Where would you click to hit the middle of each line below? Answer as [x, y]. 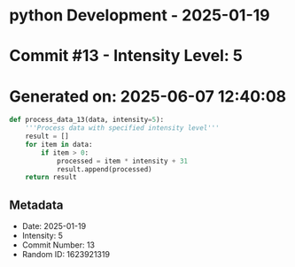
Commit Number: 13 [58, 245]
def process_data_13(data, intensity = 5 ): [87, 120]
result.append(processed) [104, 169]
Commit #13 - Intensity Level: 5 [126, 56]
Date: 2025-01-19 [54, 226]
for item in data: [59, 144]
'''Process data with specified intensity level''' [122, 128]
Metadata [36, 205]
